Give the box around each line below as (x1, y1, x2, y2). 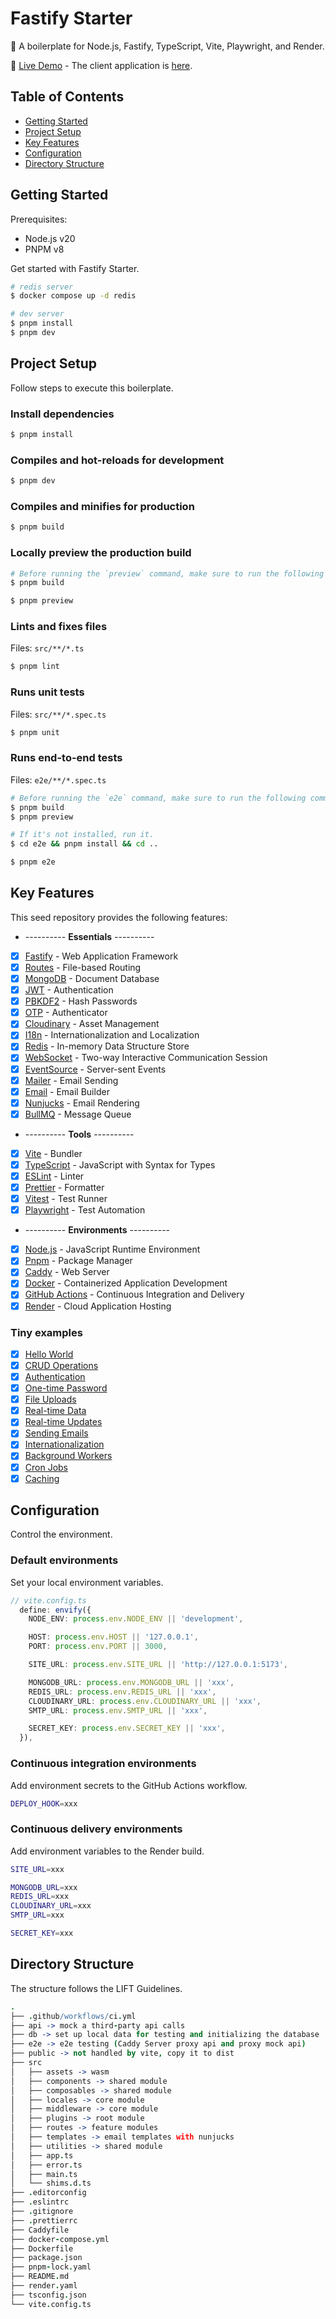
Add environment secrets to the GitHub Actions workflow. (10, 1779, 248, 1791)
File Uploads (24, 1393, 77, 1406)
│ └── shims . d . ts (10, 2178, 92, 2189)
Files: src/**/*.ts (10, 642, 85, 654)
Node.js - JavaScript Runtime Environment (24, 1243, 201, 1256)
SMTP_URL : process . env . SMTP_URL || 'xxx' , (28, 1705, 208, 1716)
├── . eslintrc (10, 2197, 70, 2207)
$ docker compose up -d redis (10, 291, 137, 301)
